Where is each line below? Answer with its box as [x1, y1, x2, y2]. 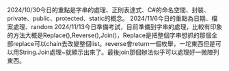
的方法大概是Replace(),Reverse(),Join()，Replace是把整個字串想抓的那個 [7, 31, 212, 39]
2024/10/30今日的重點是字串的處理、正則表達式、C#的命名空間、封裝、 [7, 6, 210, 14]
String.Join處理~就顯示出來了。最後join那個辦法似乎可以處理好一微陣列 [18, 48, 220, 56]
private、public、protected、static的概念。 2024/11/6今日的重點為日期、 [7, 14, 212, 22]
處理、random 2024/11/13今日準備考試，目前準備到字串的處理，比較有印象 [12, 23, 223, 30]
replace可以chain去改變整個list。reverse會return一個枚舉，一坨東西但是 [12, 40, 216, 47]
